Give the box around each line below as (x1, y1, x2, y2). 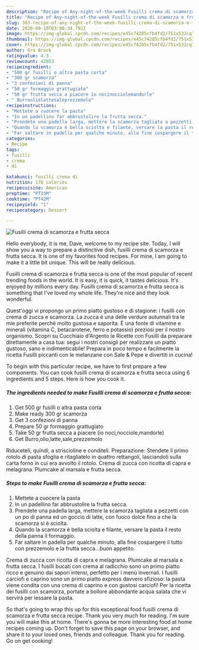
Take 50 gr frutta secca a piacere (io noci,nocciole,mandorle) (14, 429, 165, 436)
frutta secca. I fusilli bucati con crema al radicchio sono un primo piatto (6, 563, 180, 570)
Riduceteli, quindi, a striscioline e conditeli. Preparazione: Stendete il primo (6, 447, 188, 454)
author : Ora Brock (6, 47, 52, 53)
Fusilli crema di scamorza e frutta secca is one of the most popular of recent (6, 271, 192, 278)
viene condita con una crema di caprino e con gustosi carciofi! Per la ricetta (6, 582, 191, 589)
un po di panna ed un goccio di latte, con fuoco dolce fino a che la (14, 513, 177, 521)
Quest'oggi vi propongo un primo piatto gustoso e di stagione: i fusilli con (6, 307, 185, 315)
